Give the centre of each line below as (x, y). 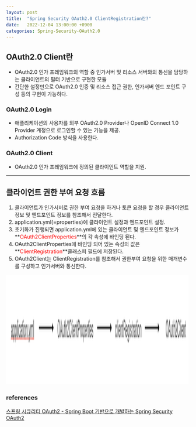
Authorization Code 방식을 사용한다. (57, 138)
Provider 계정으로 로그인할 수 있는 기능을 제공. (67, 130)
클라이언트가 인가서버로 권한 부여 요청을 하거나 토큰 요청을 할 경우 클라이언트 (102, 207)
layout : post (22, 12)
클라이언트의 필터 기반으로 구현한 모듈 (64, 80)
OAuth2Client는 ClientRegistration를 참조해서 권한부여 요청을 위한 (91, 259)
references (22, 398)
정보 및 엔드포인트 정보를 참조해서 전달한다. (64, 215)
